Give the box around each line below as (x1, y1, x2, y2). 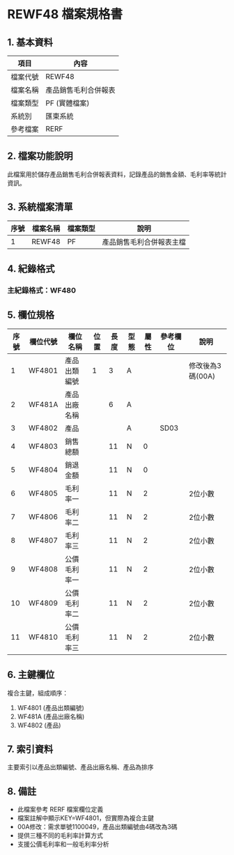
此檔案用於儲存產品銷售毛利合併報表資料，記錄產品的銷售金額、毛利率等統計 (7, 170, 227, 178)
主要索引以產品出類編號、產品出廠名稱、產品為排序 (7, 763, 154, 771)
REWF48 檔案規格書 (7, 6, 123, 22)
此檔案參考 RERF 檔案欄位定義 (17, 806, 104, 814)
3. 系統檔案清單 (7, 201, 73, 213)
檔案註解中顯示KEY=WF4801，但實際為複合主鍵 (17, 814, 155, 822)
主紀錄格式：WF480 (7, 285, 77, 295)
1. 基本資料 (7, 36, 54, 48)
